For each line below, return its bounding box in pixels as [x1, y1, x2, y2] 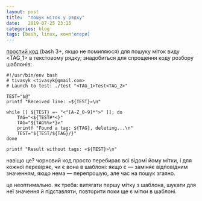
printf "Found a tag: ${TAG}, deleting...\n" [17, 125, 134, 132]
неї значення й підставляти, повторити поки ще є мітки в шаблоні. [6, 188, 177, 195]
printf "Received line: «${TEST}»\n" [6, 99, 101, 105]
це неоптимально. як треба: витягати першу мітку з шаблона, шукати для [6, 182, 197, 189]
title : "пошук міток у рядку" [6, 14, 85, 21]
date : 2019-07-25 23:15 [6, 20, 71, 26]
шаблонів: [6, 61, 32, 68]
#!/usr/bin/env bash [6, 72, 58, 78]
